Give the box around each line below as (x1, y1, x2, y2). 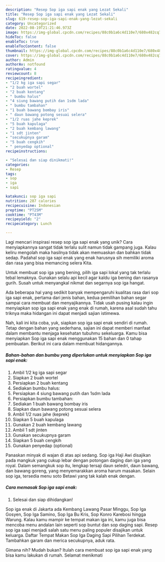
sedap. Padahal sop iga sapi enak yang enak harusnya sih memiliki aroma (5, 255, 154, 260)
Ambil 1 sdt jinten (12, 427, 47, 433)
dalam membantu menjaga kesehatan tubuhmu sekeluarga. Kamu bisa (5, 330, 147, 336)
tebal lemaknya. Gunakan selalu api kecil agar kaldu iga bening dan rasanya (5, 275, 158, 281)
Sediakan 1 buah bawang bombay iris (12, 401, 88, 407)
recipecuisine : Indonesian (5, 203, 61, 208)
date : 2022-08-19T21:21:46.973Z (5, 26, 71, 30)
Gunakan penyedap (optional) (12, 443, 73, 449)
